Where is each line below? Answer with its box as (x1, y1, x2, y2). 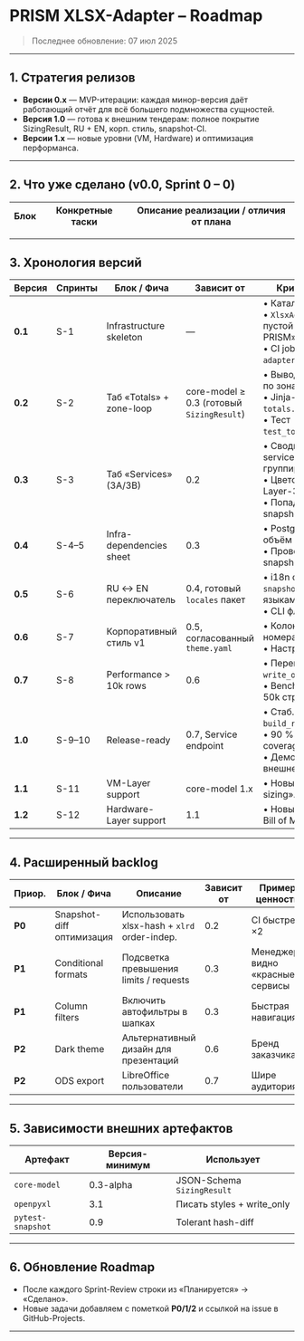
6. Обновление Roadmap (9, 1260, 156, 1275)
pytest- (14, 1212, 47, 1222)
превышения (121, 963, 179, 975)
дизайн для (121, 1043, 172, 1056)
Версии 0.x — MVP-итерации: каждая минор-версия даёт (22, 94, 249, 105)
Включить (121, 994, 166, 1007)
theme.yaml (185, 644, 233, 654)
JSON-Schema (176, 1174, 242, 1186)
